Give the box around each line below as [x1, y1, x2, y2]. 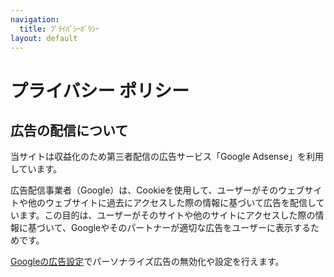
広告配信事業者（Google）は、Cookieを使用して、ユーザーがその [10, 184, 279, 196]
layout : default [10, 33, 78, 43]
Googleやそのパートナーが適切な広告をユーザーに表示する [70, 222, 311, 234]
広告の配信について [10, 122, 129, 139]
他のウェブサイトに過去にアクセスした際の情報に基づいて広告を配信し [27, 197, 317, 209]
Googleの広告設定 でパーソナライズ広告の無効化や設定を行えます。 [10, 256, 285, 268]
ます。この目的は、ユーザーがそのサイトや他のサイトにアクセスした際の [18, 209, 316, 221]
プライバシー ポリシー [10, 79, 190, 102]
